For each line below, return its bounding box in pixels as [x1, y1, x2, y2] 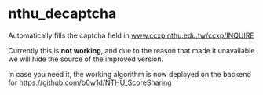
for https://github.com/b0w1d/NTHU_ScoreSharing [8, 78, 172, 87]
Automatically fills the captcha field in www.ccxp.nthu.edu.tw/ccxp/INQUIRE [8, 31, 255, 40]
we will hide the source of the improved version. [8, 54, 163, 64]
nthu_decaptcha [8, 5, 117, 23]
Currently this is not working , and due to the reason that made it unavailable [8, 46, 255, 55]
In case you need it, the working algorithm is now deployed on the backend [8, 69, 251, 79]
